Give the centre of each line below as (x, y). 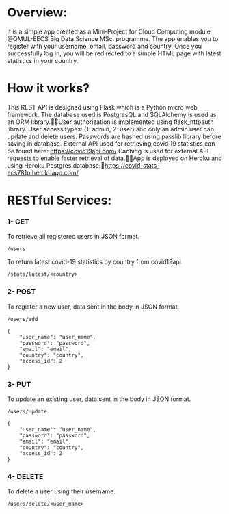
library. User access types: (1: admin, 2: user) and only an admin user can (110, 129)
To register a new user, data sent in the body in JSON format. (93, 307)
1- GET (18, 222)
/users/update (27, 411)
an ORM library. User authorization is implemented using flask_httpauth (110, 122)
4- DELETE (25, 476)
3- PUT (19, 384)
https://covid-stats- (132, 165)
